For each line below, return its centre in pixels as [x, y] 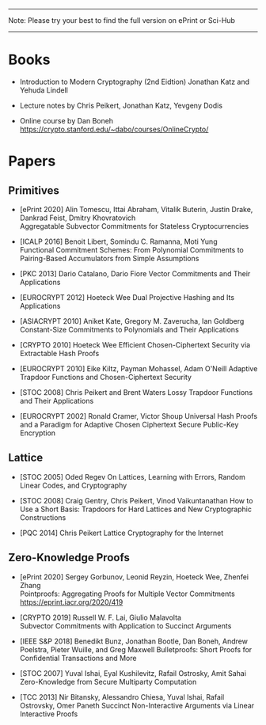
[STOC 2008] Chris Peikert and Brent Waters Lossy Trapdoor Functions [136, 392]
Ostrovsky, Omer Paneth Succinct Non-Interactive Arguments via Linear [137, 705]
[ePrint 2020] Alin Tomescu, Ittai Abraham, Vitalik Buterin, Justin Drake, [136, 209]
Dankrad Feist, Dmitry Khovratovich [78, 218]
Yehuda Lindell [44, 90]
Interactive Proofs [49, 714]
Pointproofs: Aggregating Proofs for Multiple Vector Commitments [127, 594]
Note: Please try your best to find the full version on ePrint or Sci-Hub [122, 20]
